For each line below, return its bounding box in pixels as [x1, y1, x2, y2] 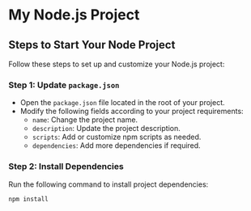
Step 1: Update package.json [8, 79, 120, 91]
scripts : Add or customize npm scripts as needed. [32, 132, 202, 142]
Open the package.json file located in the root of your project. [19, 98, 225, 108]
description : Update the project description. [32, 124, 181, 133]
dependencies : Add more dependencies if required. [32, 141, 201, 150]
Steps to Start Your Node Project [8, 38, 176, 52]
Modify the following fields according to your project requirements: [19, 107, 245, 116]
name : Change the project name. [32, 115, 138, 124]
